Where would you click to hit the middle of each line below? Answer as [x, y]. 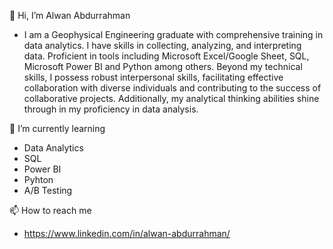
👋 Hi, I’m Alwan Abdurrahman [70, 15]
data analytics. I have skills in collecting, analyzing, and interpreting [162, 45]
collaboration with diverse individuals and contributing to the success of [172, 88]
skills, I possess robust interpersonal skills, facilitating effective [153, 77]
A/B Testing [48, 190]
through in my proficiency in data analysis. [111, 109]
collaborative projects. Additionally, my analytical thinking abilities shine [171, 98]
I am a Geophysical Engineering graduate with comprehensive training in [173, 34]
